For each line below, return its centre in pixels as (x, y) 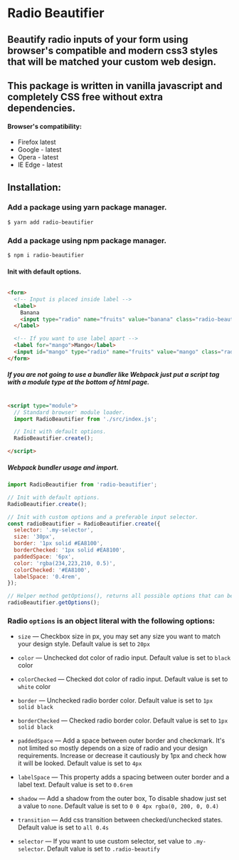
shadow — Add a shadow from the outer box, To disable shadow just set (122, 799)
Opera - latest (38, 157)
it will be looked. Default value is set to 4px (80, 763)
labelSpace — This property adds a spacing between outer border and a (123, 777)
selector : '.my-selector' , (54, 530)
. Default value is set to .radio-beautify (102, 849)
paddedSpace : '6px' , (44, 556)
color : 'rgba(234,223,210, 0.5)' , (65, 563)
